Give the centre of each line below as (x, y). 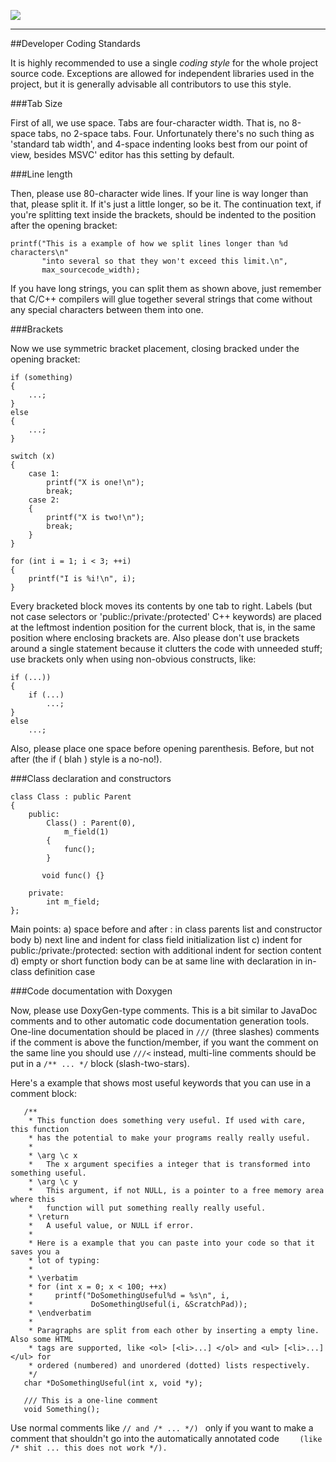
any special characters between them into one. (107, 309)
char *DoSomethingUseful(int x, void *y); (113, 1383)
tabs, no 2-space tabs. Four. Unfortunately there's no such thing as (176, 133)
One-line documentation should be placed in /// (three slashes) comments (165, 1031)
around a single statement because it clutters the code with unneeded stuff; (166, 648)
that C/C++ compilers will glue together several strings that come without (161, 299)
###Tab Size (36, 103)
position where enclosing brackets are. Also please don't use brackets (155, 638)
